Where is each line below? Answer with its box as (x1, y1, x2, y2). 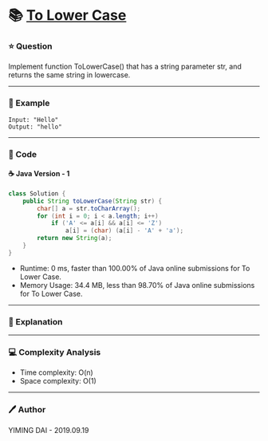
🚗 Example (8, 97, 50, 108)
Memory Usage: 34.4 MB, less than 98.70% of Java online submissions (19, 280, 255, 289)
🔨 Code (8, 148, 37, 159)
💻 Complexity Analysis (8, 347, 101, 357)
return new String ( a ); (37, 234, 112, 242)
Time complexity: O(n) (19, 368, 93, 377)
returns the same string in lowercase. (8, 70, 131, 80)
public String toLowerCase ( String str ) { (22, 197, 162, 205)
